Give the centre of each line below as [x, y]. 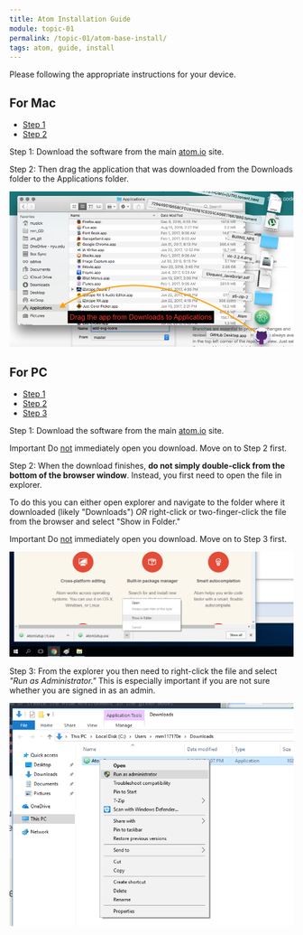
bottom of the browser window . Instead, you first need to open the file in [146, 475]
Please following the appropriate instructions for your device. [123, 75]
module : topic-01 [42, 28]
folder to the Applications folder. [69, 179]
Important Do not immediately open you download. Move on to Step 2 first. [148, 448]
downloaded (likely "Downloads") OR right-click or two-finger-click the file [148, 511]
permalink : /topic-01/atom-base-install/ [88, 38]
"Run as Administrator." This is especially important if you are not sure [140, 680]
